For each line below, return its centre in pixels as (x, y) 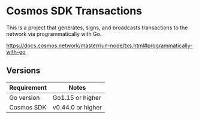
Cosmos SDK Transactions (74, 11)
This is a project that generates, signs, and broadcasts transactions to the (97, 28)
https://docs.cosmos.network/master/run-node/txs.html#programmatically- (99, 45)
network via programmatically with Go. (54, 33)
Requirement (28, 87)
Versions (23, 71)
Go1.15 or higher (77, 97)
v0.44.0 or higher (77, 107)
